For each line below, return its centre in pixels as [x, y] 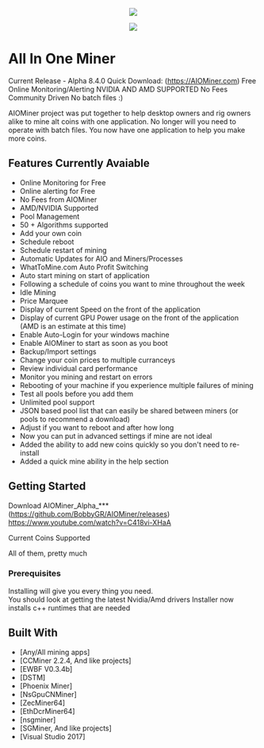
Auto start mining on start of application [84, 275]
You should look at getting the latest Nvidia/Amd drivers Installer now [121, 599]
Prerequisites [34, 574]
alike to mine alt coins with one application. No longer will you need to [122, 121]
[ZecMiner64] [42, 703]
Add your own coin [50, 233]
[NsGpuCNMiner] [48, 694]
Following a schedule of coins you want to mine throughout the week [132, 284]
